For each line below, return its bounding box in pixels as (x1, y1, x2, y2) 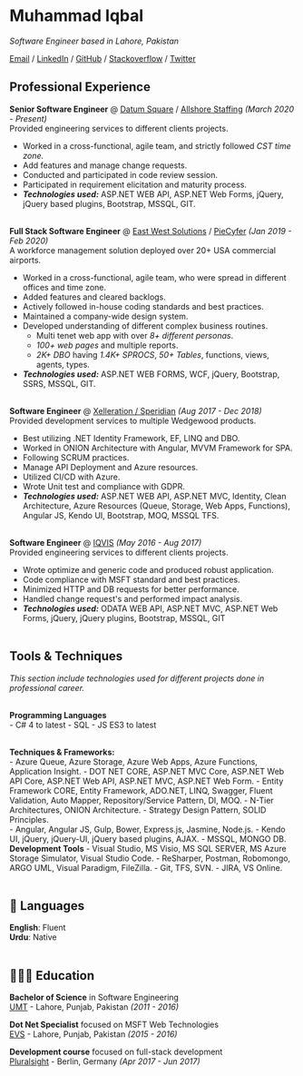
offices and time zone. (22, 281, 107, 292)
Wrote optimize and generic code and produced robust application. (22, 564, 274, 575)
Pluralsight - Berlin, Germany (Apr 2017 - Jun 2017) (9, 1056, 201, 1067)
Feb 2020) (9, 235, 49, 246)
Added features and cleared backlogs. (22, 291, 166, 302)
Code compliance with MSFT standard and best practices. (22, 574, 240, 585)
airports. (9, 254, 42, 265)
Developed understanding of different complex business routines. (22, 320, 269, 331)
